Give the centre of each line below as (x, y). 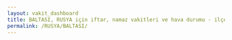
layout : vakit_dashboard (43, 13)
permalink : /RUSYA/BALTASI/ (48, 26)
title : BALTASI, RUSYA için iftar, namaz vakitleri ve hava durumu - (109, 20)
